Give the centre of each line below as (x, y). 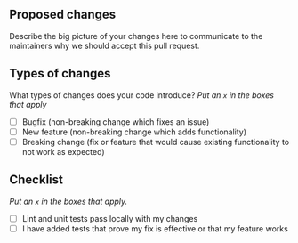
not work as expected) (63, 151)
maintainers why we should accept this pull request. (105, 45)
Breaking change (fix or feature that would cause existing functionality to (156, 142)
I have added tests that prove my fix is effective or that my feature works (155, 228)
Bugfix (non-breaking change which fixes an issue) (116, 121)
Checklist (36, 180)
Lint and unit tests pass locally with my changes (110, 218)
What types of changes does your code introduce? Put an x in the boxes (141, 95)
